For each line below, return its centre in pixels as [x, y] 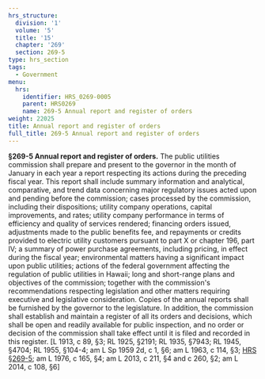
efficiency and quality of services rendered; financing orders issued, [120, 224]
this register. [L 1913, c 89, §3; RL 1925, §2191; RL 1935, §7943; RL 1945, [125, 341]
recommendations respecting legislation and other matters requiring [119, 291]
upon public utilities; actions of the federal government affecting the [119, 266]
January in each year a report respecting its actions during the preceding [127, 173]
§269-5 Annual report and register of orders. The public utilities [114, 156]
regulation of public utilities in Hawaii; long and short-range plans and [121, 274]
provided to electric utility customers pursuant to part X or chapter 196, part [131, 240]
